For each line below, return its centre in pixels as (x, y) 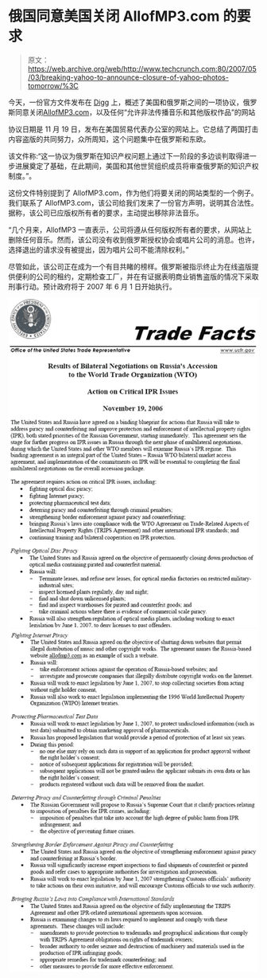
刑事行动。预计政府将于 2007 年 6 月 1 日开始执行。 (92, 286)
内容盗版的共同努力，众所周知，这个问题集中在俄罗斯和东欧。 (109, 139)
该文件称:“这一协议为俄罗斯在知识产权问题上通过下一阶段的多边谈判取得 (126, 155)
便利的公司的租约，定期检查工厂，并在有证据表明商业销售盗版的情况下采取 (137, 277)
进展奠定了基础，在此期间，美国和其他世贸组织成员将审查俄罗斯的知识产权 (137, 166)
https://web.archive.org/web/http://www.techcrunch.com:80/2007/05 (142, 69)
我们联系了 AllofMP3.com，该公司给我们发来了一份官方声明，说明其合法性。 (133, 202)
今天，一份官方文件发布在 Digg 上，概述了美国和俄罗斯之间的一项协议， (126, 102)
